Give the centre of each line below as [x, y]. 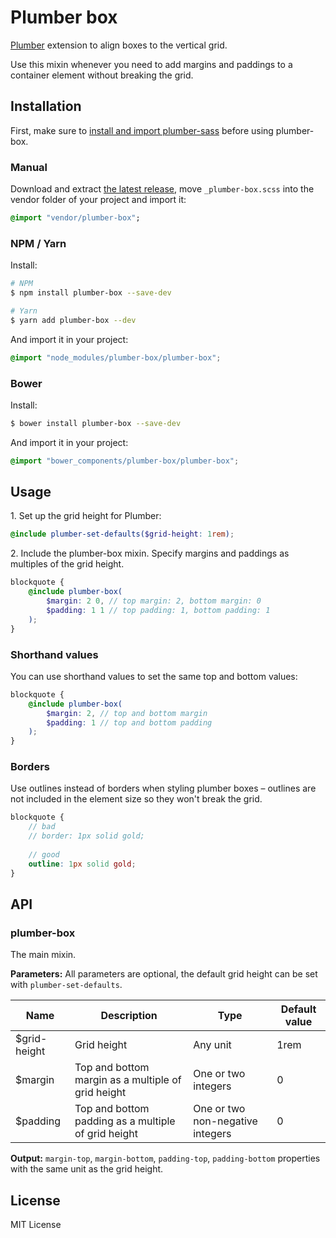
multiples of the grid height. [67, 564]
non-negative [225, 1121]
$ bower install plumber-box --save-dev [96, 423]
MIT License [36, 1225]
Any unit [212, 1045]
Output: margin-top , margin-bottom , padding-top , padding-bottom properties [165, 1158]
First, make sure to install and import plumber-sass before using [142, 130]
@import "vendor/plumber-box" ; [75, 218]
